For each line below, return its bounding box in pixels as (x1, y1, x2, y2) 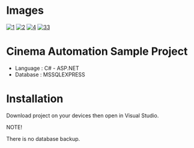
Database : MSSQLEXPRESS (14, 70, 85, 78)
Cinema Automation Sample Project (6, 45, 188, 58)
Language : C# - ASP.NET (14, 64, 79, 72)
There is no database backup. (6, 135, 80, 142)
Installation (6, 92, 64, 106)
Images (6, 4, 44, 17)
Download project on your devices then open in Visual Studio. (6, 112, 159, 119)
